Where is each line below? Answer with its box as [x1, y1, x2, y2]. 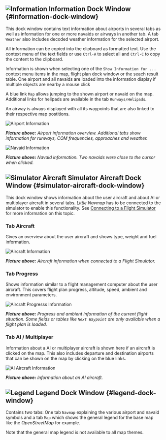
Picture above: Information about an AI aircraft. [5, 375, 103, 380]
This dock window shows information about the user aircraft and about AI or [5, 194, 161, 200]
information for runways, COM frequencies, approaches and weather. [5, 135, 148, 141]
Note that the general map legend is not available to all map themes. [5, 429, 144, 436]
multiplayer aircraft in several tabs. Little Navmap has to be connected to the [5, 200, 161, 206]
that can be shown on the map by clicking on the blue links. [5, 355, 126, 361]
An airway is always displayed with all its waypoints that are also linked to [5, 105, 155, 111]
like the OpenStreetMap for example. [5, 420, 81, 426]
